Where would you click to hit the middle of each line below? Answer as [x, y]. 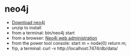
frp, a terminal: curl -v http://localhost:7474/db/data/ [65, 48]
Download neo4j [28, 22]
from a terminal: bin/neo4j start [43, 33]
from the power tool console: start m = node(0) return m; [69, 43]
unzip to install [26, 27]
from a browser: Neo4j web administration [54, 38]
